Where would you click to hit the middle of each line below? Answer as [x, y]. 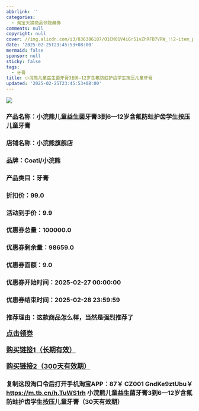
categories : [21, 17]
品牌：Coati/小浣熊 [33, 160]
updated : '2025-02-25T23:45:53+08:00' [54, 84]
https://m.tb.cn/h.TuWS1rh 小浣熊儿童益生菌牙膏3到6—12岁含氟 [99, 393]
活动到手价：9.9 [29, 213]
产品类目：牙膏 [28, 178]
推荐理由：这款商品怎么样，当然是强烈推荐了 [70, 318]
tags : [13, 67]
